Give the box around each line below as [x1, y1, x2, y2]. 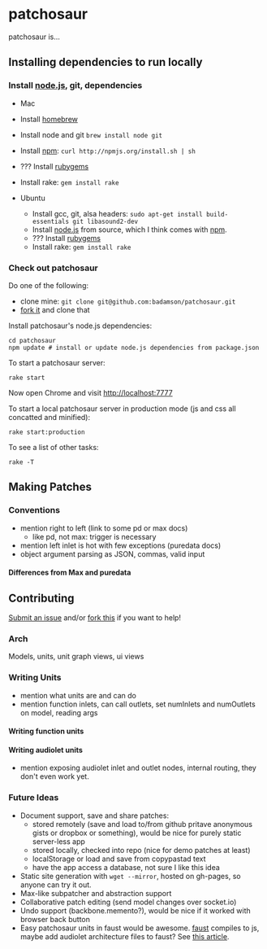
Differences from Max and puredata [8, 567, 131, 578]
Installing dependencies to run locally [8, 55, 203, 69]
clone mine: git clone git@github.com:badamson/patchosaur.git [19, 296, 236, 306]
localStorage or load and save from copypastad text [32, 854, 206, 864]
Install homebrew [19, 114, 79, 124]
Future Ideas [8, 792, 59, 803]
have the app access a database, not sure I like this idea [32, 862, 221, 872]
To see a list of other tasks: [8, 442, 99, 452]
